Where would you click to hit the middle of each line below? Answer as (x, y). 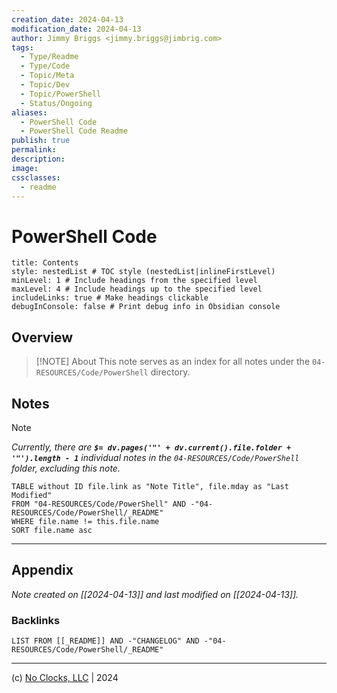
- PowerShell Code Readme (74, 131)
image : (25, 168)
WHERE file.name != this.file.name (85, 521)
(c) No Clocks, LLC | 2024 (65, 678)
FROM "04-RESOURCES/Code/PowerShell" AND (99, 504)
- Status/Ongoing (56, 103)
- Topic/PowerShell (61, 94)
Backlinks (36, 620)
